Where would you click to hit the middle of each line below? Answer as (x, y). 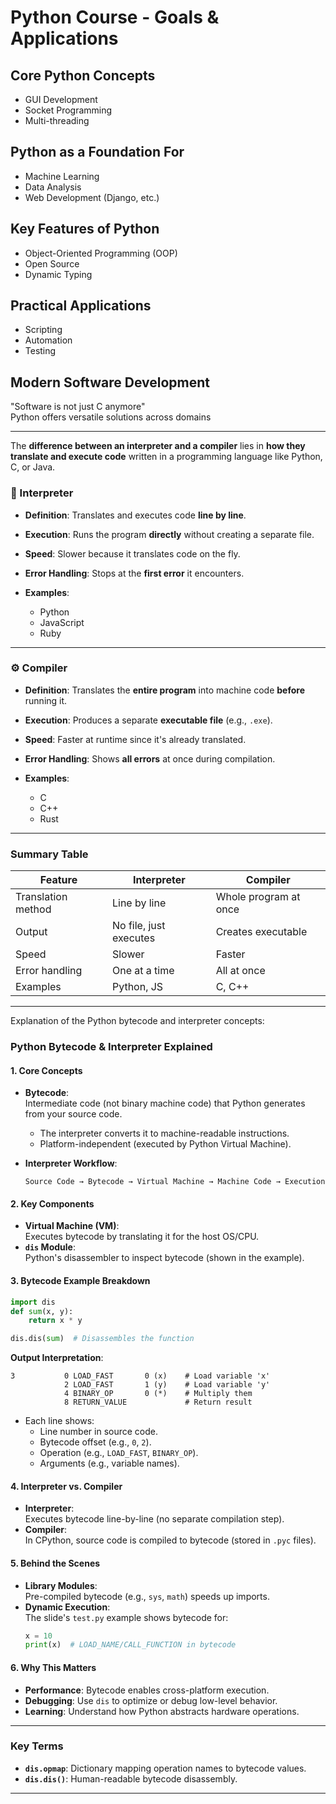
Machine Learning (62, 176)
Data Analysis (53, 187)
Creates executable (261, 932)
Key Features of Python (85, 229)
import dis (33, 1302)
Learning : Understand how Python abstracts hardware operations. (162, 1711)
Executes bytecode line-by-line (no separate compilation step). (154, 1519)
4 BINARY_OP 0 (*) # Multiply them (158, 1394)
